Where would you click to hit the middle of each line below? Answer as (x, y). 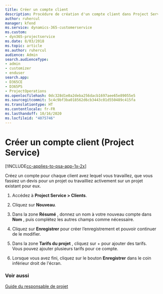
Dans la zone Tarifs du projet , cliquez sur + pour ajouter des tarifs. (79, 243)
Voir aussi (17, 276)
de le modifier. (26, 234)
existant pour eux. (23, 186)
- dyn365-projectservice (30, 37)
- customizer (18, 69)
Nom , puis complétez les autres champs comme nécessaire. (73, 219)
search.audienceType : (27, 59)
